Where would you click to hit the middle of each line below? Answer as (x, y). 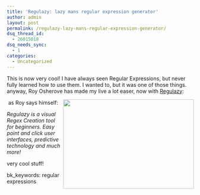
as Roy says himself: (33, 102)
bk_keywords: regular (33, 175)
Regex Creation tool (31, 120)
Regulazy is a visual (31, 114)
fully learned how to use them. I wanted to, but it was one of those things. (97, 84)
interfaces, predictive (33, 139)
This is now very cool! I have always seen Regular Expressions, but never (96, 78)
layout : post (23, 23)
